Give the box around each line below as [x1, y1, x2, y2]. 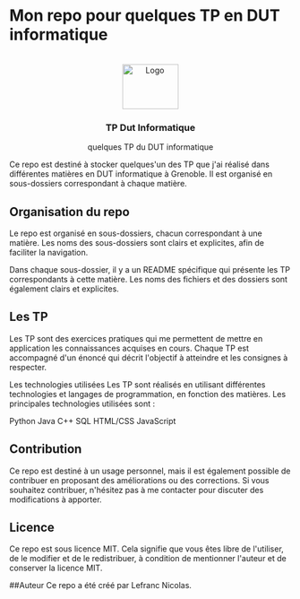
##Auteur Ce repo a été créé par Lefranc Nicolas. [9, 580, 193, 591]
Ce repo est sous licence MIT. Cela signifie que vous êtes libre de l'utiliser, [9, 543, 284, 554]
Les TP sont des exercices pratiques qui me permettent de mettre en [9, 333, 263, 343]
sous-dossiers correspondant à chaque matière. [9, 178, 188, 189]
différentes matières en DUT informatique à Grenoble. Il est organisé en [9, 169, 273, 179]
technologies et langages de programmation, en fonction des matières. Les [9, 388, 287, 399]
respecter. [9, 361, 47, 372]
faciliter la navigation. [9, 247, 89, 258]
